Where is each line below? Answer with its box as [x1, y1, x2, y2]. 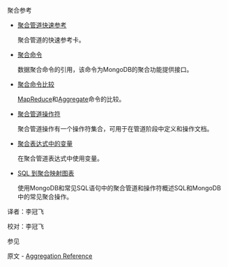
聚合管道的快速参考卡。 [17, 36, 85, 44]
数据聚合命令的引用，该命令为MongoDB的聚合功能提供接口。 [17, 66, 193, 73]
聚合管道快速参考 [17, 21, 67, 29]
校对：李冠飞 [7, 222, 44, 230]
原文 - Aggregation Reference [7, 252, 93, 260]
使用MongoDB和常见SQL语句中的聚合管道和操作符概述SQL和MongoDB [17, 184, 222, 192]
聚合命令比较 [17, 80, 54, 89]
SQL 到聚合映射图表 [17, 169, 75, 177]
